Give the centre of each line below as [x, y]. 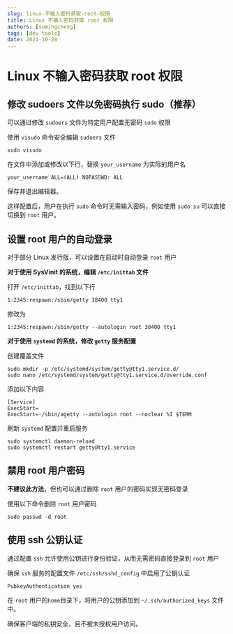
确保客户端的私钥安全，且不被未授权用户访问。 [74, 624]
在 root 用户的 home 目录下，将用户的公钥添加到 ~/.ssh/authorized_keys [109, 600]
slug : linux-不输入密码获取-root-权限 [59, 14]
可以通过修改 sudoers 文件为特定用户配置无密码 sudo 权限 [89, 122]
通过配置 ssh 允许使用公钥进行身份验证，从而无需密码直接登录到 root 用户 [113, 558]
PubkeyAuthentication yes [45, 586]
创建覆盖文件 [25, 355]
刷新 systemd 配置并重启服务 [47, 428]
